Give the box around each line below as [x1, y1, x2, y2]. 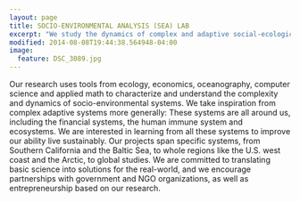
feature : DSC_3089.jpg [17, 54, 102, 63]
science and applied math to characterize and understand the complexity [9, 88, 279, 99]
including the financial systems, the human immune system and [9, 117, 244, 127]
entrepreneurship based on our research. [9, 183, 161, 193]
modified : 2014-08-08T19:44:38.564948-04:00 [9, 37, 178, 47]
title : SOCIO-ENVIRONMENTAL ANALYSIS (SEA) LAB [9, 21, 190, 30]
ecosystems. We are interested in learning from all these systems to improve [9, 126, 291, 136]
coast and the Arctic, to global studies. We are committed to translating [9, 155, 271, 165]
